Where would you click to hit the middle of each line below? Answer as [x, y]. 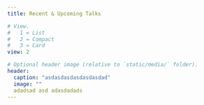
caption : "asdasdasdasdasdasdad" [62, 77]
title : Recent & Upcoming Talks [54, 14]
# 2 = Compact [31, 39]
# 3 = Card [26, 46]
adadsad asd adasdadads [48, 90]
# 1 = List [26, 33]
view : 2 [19, 52]
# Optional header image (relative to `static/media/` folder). [103, 65]
